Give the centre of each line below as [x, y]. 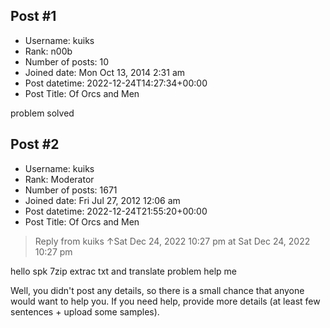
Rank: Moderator [59, 179]
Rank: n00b [48, 51]
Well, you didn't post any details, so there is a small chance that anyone [157, 290]
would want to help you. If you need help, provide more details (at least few [165, 301]
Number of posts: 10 [67, 61]
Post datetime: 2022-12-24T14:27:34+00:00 [116, 83]
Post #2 [35, 144]
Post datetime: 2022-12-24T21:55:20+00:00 [116, 211]
